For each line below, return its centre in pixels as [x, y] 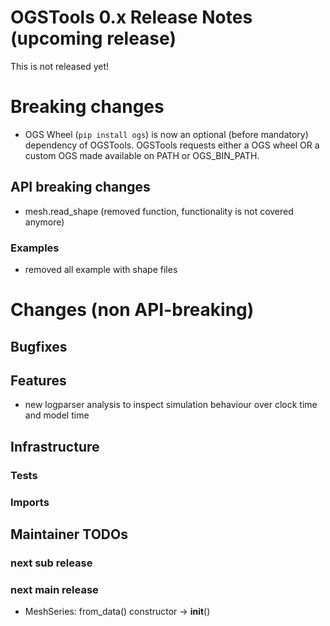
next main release [54, 589]
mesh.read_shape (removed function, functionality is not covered [159, 211]
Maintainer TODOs [69, 534]
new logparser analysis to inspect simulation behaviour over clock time [171, 405]
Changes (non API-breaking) [132, 310]
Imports [30, 502]
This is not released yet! [60, 66]
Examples [35, 248]
